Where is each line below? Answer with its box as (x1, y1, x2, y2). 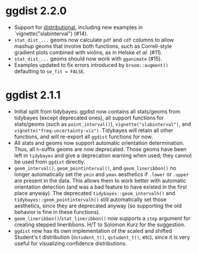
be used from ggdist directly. (14, 158, 86, 165)
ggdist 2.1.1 (5, 89, 61, 102)
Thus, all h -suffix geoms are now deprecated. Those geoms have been (14, 145, 187, 153)
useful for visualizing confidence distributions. (14, 239, 128, 246)
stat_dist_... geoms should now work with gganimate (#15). (14, 55, 163, 62)
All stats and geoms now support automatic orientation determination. (14, 139, 184, 146)
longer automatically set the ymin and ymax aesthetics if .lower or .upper (14, 170, 190, 178)
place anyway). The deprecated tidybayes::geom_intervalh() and (14, 189, 176, 196)
